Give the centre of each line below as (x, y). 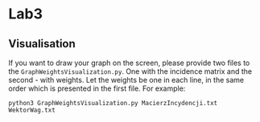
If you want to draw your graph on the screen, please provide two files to (129, 63)
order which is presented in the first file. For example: (97, 88)
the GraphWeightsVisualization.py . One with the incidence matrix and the (130, 71)
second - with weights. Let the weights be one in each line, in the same (126, 80)
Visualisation (42, 44)
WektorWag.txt (32, 110)
